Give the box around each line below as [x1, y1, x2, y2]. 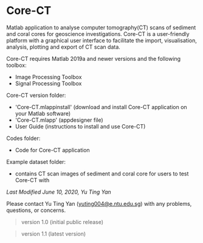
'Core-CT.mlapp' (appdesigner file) [15, 116, 103, 124]
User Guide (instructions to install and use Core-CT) [15, 122, 146, 130]
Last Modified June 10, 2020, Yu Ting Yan [6, 188, 111, 195]
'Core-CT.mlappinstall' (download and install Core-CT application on [15, 103, 187, 110]
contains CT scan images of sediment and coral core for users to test [15, 170, 189, 177]
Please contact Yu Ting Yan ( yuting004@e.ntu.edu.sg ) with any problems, [6, 200, 192, 207]
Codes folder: [6, 135, 41, 142]
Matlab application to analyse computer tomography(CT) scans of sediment [6, 24, 196, 31]
